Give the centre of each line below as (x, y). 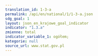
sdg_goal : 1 (17, 19)
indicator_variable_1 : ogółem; (37, 37)
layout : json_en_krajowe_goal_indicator (47, 23)
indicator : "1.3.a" (25, 28)
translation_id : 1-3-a (28, 9)
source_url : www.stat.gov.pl (35, 46)
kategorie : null (22, 41)
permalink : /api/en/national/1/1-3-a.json (49, 14)
